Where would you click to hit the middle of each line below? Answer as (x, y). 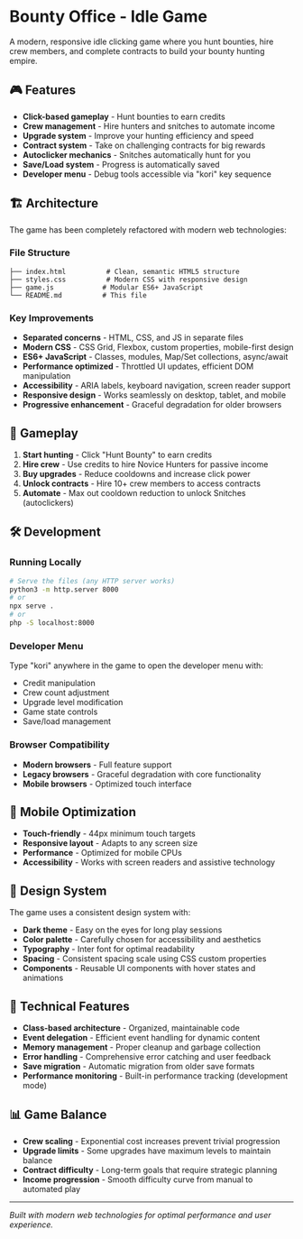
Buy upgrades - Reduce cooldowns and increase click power (136, 473)
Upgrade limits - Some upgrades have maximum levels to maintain (147, 1151)
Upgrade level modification (73, 702)
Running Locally (46, 563)
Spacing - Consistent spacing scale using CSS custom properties (144, 959)
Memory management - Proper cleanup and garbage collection (142, 1047)
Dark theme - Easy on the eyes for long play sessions (122, 930)
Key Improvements (52, 317)
